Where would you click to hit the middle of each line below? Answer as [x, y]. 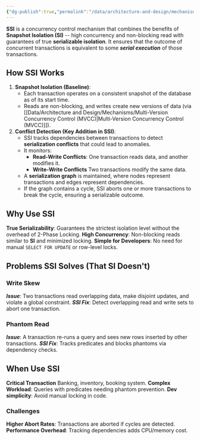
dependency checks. [32, 350]
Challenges [23, 411]
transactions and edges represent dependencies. [84, 182]
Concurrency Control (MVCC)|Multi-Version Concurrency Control [104, 119]
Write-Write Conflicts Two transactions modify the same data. [110, 170]
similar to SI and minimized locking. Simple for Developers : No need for [94, 241]
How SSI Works [35, 73]
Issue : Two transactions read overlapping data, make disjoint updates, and [98, 296]
